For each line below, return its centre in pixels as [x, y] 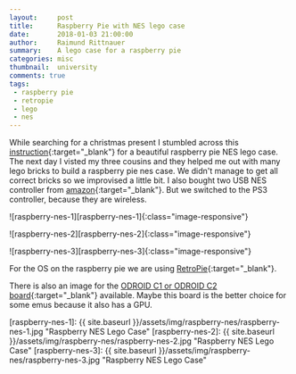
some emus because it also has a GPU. [81, 305]
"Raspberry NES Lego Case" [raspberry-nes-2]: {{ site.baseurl [160, 332]
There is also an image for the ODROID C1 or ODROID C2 [113, 286]
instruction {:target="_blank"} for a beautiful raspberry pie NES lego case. [144, 152]
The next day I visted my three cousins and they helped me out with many [145, 162]
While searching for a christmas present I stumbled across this [124, 143]
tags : [19, 84]
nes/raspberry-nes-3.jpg [55, 360]
